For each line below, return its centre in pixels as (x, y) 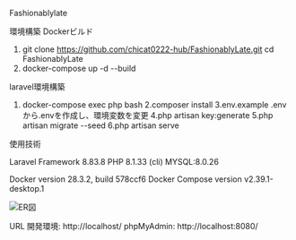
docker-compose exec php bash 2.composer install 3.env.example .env (154, 105)
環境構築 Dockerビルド (52, 31)
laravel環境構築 (37, 87)
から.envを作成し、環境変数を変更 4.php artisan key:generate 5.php (148, 115)
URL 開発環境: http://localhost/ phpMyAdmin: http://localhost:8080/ (134, 226)
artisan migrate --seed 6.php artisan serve (100, 125)
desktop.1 (27, 189)
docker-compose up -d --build (79, 68)
